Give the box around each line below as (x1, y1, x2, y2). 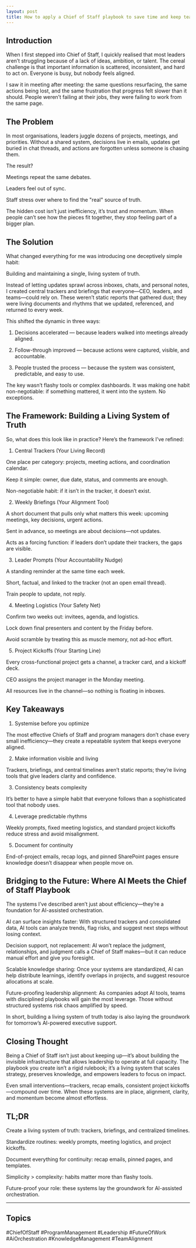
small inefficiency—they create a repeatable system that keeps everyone (6, 737, 181, 744)
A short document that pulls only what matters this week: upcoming (6, 510, 169, 517)
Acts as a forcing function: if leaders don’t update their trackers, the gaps (6, 539, 183, 546)
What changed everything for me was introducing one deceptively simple (6, 252, 183, 259)
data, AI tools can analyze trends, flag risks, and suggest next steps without (6, 924, 188, 931)
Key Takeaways (6, 704, 65, 714)
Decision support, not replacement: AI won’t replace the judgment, (6, 942, 166, 949)
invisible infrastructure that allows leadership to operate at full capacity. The (6, 1058, 189, 1065)
